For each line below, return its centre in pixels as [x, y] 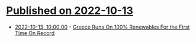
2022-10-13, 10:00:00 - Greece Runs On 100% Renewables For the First [102, 27]
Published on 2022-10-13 [70, 11]
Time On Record [35, 33]
